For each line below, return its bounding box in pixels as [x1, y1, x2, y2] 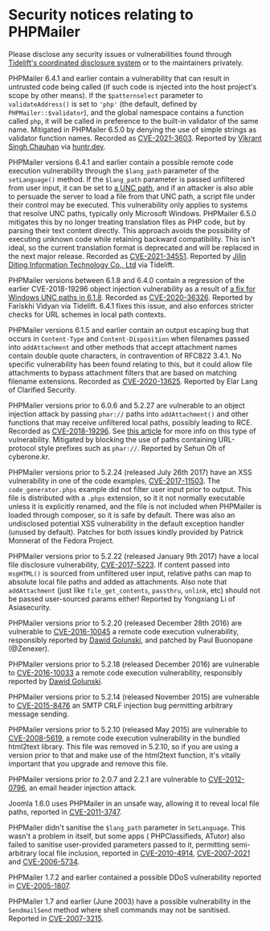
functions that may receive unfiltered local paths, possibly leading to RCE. [8, 417, 253, 427]
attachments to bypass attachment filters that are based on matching [8, 367, 237, 377]
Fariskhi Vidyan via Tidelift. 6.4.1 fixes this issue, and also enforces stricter [8, 301, 255, 310]
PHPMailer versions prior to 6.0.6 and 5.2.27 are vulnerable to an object [8, 400, 245, 410]
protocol [8, 443, 36, 453]
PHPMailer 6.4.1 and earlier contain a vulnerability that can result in [8, 73, 230, 83]
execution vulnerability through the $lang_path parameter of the [8, 166, 219, 175]
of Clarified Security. [8, 384, 77, 395]
